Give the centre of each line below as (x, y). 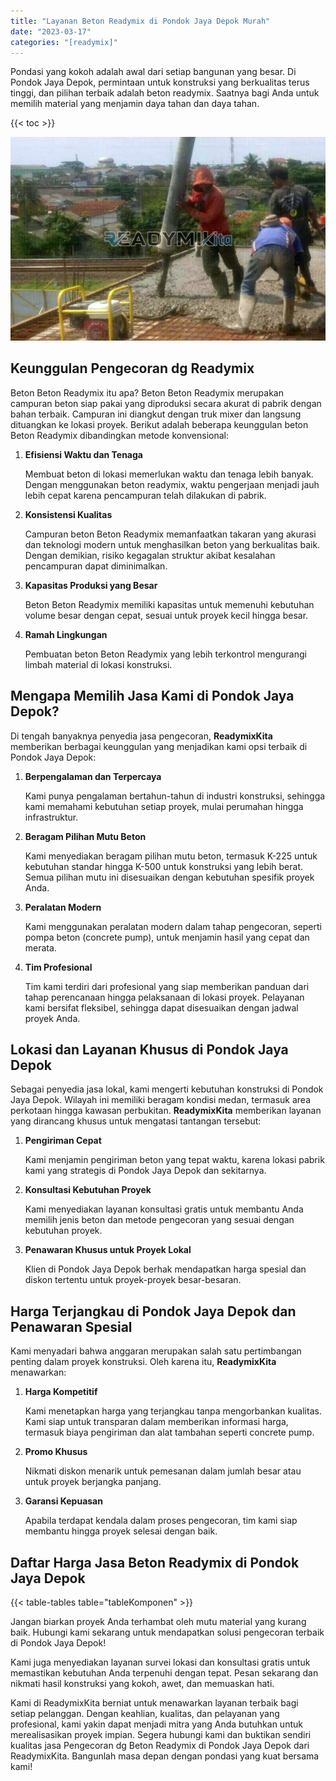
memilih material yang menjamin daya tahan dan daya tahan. (135, 104)
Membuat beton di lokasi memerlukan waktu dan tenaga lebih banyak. (169, 474)
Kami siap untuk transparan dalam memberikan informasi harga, (156, 1422)
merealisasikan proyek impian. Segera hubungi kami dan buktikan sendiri (161, 1735)
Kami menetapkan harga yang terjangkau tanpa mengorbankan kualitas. (173, 1411)
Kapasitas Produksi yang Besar (91, 585)
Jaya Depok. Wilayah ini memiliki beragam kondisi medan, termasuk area (161, 1100)
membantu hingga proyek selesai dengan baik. (121, 1531)
